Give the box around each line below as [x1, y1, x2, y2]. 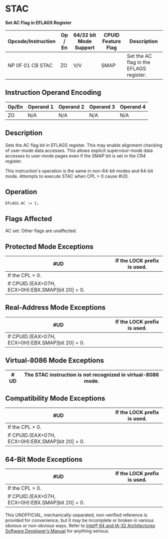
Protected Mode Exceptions [5, 242, 93, 251]
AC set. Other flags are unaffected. [5, 228, 77, 234]
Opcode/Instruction [7, 38, 56, 45]
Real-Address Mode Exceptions [5, 303, 106, 312]
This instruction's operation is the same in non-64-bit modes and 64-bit [5, 167, 153, 173]
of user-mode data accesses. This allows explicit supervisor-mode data [5, 147, 153, 153]
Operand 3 [89, 103, 115, 110]
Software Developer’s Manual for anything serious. [5, 528, 110, 534]
